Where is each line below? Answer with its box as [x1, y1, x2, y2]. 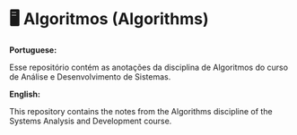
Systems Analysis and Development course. [9, 115, 172, 126]
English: [9, 89, 40, 99]
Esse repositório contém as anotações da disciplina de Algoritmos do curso [9, 62, 289, 72]
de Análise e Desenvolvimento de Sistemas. [9, 71, 171, 82]
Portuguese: [9, 44, 57, 55]
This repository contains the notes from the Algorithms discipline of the [9, 105, 273, 116]
